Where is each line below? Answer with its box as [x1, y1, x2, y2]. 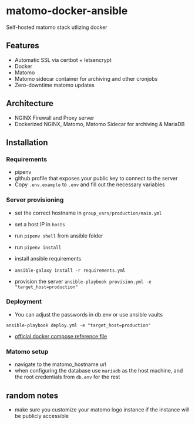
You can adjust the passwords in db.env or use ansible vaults [14, 311, 163, 318]
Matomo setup [6, 347, 49, 355]
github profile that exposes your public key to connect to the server [14, 175, 178, 182]
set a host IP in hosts [14, 220, 66, 228]
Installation [6, 137, 48, 147]
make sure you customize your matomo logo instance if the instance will [14, 406, 190, 413]
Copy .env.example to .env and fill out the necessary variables [14, 181, 166, 188]
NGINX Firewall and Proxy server [14, 114, 95, 121]
